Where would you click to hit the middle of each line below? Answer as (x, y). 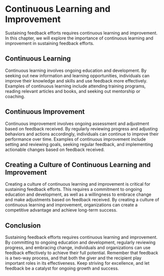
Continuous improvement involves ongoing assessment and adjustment (77, 124)
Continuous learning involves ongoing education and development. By (76, 70)
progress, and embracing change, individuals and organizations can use (78, 248)
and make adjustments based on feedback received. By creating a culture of (82, 200)
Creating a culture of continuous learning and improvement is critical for (78, 184)
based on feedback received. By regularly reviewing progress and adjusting (82, 128)
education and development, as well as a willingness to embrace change (78, 194)
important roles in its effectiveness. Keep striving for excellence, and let (77, 263)
